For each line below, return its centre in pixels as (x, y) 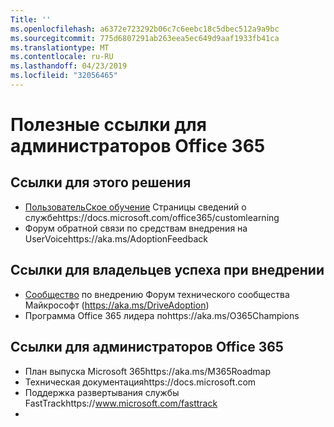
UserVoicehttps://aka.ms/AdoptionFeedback (116, 238)
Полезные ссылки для (108, 125)
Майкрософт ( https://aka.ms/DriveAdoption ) (117, 305)
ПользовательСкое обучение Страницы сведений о (135, 207)
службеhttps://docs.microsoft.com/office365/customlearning (152, 217)
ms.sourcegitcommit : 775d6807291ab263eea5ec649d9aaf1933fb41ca (145, 38)
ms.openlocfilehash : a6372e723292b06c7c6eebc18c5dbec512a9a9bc (145, 29)
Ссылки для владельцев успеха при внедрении (167, 270)
